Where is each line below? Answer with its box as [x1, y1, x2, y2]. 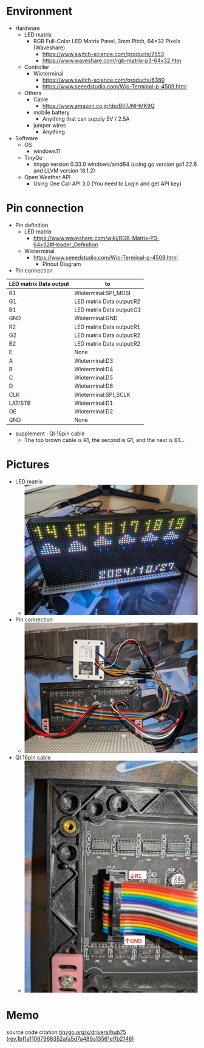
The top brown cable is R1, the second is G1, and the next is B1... [24, 436, 185, 443]
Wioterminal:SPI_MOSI [74, 289, 131, 296]
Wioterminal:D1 [74, 399, 114, 407]
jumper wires [33, 121, 66, 129]
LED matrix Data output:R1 [74, 323, 141, 330]
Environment [6, 4, 73, 18]
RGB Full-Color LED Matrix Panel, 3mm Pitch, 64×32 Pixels [33, 37, 181, 45]
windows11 [33, 148, 61, 155]
